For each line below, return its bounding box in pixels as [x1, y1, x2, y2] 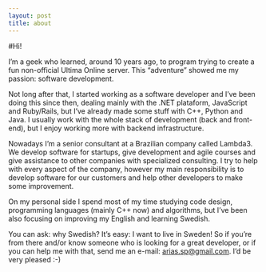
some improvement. [8, 181, 74, 190]
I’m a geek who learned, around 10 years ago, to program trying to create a [8, 57, 255, 66]
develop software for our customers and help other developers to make [8, 173, 244, 182]
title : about [8, 19, 52, 27]
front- [233, 114, 253, 124]
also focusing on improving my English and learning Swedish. [8, 214, 210, 223]
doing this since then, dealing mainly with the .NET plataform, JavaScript [8, 98, 248, 107]
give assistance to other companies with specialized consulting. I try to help [8, 155, 258, 165]
